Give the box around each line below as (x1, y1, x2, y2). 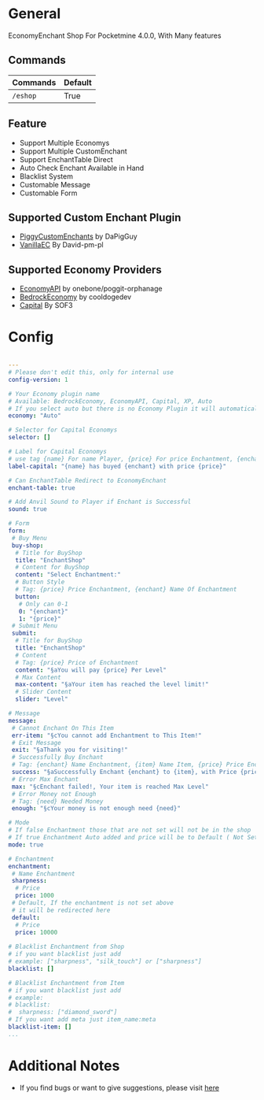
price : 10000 (15, 928, 58, 936)
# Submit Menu (11, 622, 58, 630)
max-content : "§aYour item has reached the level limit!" (15, 680, 210, 689)
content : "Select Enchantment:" (15, 571, 122, 579)
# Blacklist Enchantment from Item (8, 979, 125, 987)
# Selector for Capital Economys (8, 426, 118, 434)
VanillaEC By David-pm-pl (19, 240, 104, 250)
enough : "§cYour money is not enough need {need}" (11, 805, 181, 813)
